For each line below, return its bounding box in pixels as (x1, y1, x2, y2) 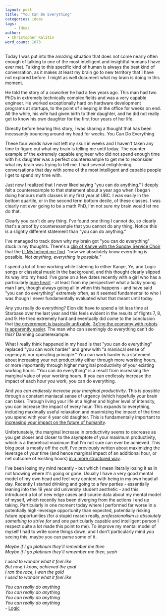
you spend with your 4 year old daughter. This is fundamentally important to (5, 414, 161, 420)
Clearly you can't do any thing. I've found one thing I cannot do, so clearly (5, 217, 157, 224)
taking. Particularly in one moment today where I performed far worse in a (5, 502, 156, 508)
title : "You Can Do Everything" (5, 12, 72, 17)
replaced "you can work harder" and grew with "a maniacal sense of (5, 346, 145, 352)
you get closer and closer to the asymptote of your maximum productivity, (5, 434, 157, 440)
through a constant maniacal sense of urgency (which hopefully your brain (5, 393, 158, 399)
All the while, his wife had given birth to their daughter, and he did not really (5, 110, 160, 116)
